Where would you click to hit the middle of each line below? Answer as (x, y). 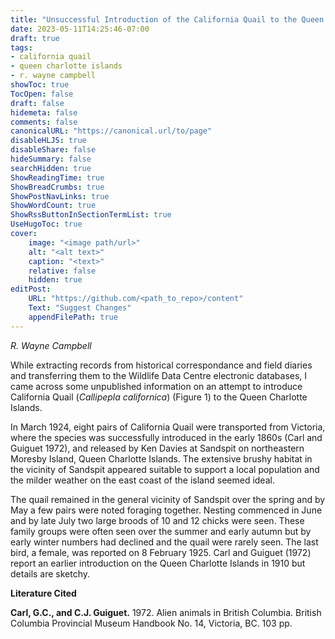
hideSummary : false (51, 159)
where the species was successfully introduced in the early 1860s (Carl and (166, 437)
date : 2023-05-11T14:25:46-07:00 (80, 29)
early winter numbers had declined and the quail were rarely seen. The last (164, 542)
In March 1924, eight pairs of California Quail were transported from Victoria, (168, 427)
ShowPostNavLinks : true (60, 196)
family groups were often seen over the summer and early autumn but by (161, 531)
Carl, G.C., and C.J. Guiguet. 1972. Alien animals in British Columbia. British (166, 612)
